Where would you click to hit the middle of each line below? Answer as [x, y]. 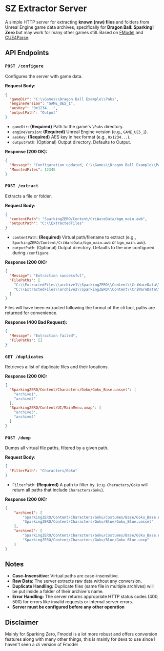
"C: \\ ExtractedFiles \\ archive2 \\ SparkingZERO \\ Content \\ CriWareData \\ [87, 289]
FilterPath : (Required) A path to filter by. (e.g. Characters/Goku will [80, 484]
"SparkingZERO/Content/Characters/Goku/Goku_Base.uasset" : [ [73, 390]
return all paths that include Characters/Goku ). [58, 490]
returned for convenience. [31, 313]
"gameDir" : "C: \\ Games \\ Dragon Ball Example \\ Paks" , [64, 99]
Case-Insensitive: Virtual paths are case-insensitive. [65, 576]
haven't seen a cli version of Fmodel [41, 645]
